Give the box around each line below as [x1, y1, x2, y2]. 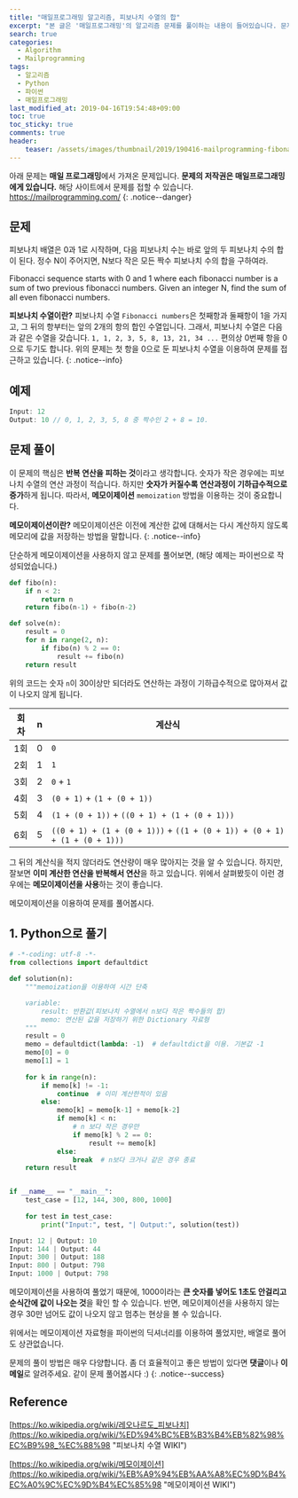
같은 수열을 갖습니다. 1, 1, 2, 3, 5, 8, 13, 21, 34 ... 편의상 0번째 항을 [18, 333, 281, 343]
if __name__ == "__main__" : [9, 1188, 114, 1196]
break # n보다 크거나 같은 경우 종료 [72, 1155, 196, 1165]
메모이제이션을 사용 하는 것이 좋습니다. [32, 879, 163, 890]
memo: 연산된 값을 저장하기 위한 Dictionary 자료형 [41, 1015, 210, 1024]
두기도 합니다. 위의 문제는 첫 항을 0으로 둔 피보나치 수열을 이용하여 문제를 [25, 343, 279, 355]
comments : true [9, 129, 66, 137]
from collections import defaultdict [9, 959, 149, 968]
